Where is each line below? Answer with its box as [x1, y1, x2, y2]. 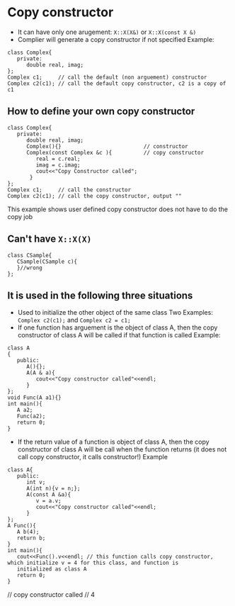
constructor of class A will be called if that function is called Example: [17, 331, 221, 340]
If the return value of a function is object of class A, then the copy [17, 437, 210, 447]
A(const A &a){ [25, 491, 71, 498]
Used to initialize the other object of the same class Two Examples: [17, 308, 214, 317]
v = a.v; [35, 498, 62, 505]
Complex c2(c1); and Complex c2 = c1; [17, 316, 131, 325]
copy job [7, 212, 33, 220]
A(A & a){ [25, 369, 55, 376]
